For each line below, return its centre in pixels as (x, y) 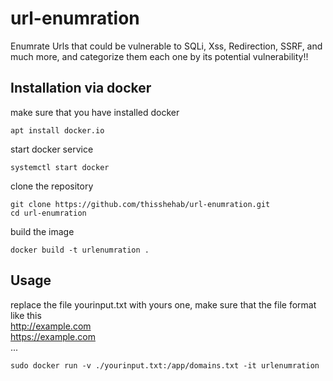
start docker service (52, 149)
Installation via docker (81, 88)
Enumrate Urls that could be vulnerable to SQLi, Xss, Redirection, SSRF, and (166, 46)
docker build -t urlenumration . (80, 250)
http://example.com (51, 326)
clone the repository (52, 186)
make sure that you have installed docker (95, 112)
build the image (42, 231)
